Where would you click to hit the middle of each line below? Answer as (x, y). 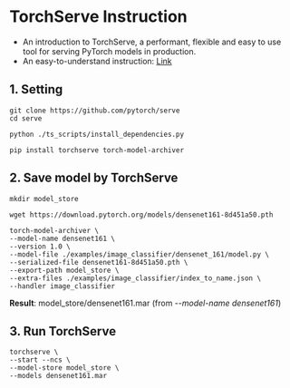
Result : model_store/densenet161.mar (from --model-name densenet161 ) (145, 303)
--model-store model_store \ (64, 368)
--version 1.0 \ (40, 247)
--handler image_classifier (63, 286)
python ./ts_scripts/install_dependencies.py (97, 134)
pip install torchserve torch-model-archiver (97, 150)
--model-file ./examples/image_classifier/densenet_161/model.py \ (140, 254)
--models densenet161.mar (58, 376)
